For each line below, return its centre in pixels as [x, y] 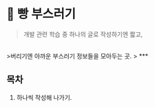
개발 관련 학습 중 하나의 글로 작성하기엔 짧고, [83, 34]
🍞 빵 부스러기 [41, 14]
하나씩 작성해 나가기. [44, 97]
